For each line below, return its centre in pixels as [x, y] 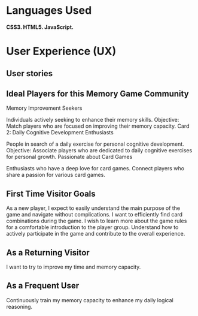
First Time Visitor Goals [51, 193]
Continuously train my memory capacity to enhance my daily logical [90, 300]
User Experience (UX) [61, 51]
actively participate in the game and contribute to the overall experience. [96, 234]
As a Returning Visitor [48, 252]
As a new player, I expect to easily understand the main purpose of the [93, 208]
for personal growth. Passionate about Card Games [69, 157]
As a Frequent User [43, 286]
